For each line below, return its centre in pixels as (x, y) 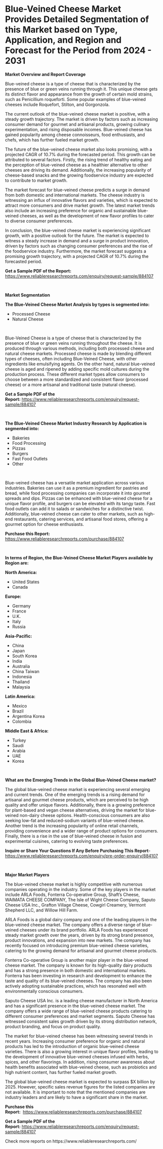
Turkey (19, 740)
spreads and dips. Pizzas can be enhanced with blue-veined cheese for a (79, 498)
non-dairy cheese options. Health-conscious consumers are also (85, 815)
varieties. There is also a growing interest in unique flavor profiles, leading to (82, 1051)
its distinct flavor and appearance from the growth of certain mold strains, (79, 94)
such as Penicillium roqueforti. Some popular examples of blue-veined (75, 99)
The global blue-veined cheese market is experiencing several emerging (78, 789)
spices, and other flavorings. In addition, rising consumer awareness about (80, 1062)
